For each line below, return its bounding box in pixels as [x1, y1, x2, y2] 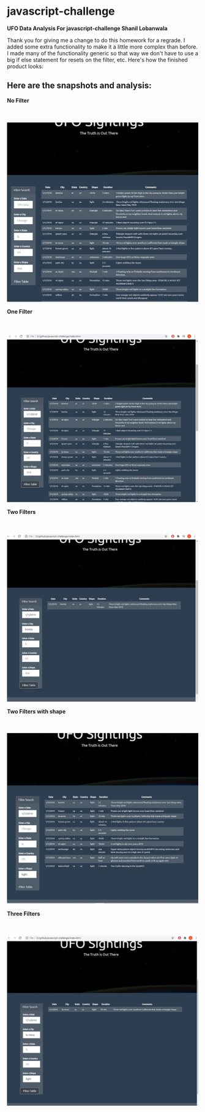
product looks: [7, 63, 43, 70]
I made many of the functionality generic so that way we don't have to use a [7, 49, 198, 56]
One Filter [7, 308, 33, 315]
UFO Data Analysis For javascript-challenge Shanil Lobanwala [7, 25, 168, 32]
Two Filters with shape [7, 708, 66, 715]
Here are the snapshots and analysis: [7, 80, 152, 91]
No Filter [7, 96, 29, 104]
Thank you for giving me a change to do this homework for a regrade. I [7, 36, 185, 44]
